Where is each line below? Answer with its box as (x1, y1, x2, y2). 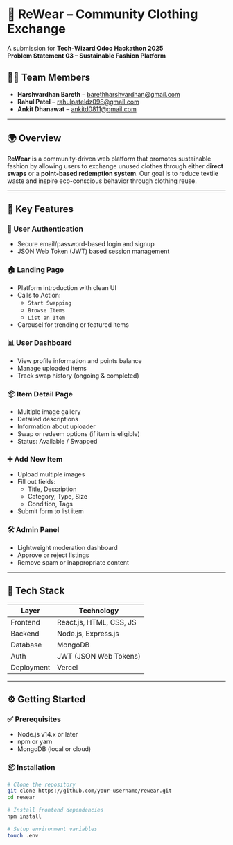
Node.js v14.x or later (17, 730, 78, 739)
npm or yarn (17, 737, 53, 746)
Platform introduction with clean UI (17, 283, 116, 291)
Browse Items (27, 307, 66, 314)
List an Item (27, 314, 66, 321)
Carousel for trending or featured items (17, 320, 130, 329)
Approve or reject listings (17, 551, 89, 559)
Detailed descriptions (17, 415, 78, 424)
